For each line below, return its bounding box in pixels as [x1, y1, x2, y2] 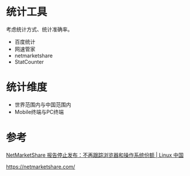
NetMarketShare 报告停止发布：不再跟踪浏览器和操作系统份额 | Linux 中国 [6, 151, 184, 158]
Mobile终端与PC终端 [14, 108, 64, 115]
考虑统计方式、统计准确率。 [6, 26, 73, 33]
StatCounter [14, 58, 44, 65]
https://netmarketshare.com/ [6, 163, 75, 170]
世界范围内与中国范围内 [14, 101, 71, 108]
